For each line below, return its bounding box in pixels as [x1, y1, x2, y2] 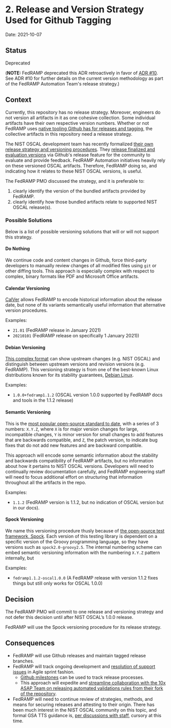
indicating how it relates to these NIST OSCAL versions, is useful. [5, 168, 142, 174]
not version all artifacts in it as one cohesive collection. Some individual [5, 114, 156, 121]
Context [5, 96, 32, 104]
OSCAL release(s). [12, 204, 52, 210]
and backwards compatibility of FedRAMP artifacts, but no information [5, 457, 153, 464]
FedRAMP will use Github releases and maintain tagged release [12, 652, 146, 658]
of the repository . [20, 690, 57, 697]
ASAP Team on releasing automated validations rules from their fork [20, 685, 163, 691]
